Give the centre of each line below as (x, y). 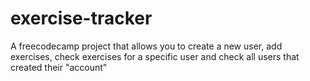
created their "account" (59, 67)
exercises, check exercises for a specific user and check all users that (155, 56)
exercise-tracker (81, 18)
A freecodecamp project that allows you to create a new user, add (146, 46)
